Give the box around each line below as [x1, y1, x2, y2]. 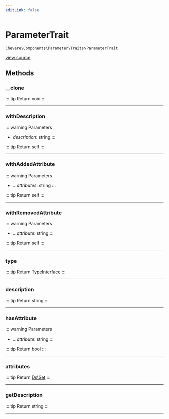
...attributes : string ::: [12, 182, 56, 188]
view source [5, 54, 31, 60]
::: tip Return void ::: [5, 96, 46, 102]
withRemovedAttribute [5, 209, 62, 216]
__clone [5, 84, 24, 91]
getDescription [5, 392, 43, 399]
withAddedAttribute [5, 161, 55, 168]
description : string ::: [12, 134, 56, 140]
